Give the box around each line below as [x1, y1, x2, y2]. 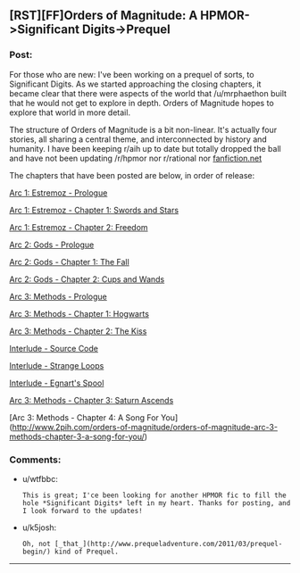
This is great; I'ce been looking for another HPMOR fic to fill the [21, 491, 287, 500]
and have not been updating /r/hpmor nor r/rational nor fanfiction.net [9, 153, 262, 163]
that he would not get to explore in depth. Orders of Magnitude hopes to [9, 97, 274, 108]
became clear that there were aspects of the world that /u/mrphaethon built [9, 87, 287, 98]
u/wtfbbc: [21, 473, 58, 484]
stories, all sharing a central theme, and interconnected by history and [9, 134, 268, 145]
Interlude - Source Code [9, 343, 98, 353]
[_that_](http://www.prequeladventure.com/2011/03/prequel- [54, 539, 283, 548]
